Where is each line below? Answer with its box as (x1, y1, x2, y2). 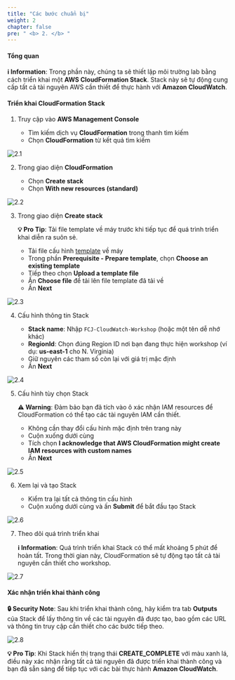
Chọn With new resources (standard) (27, 184, 139, 192)
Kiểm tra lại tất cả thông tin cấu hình (27, 495, 133, 503)
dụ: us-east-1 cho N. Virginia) (27, 347, 114, 355)
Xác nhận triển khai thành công (7, 588, 100, 597)
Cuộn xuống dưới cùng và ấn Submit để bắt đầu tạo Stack (27, 502, 196, 510)
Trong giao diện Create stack (17, 211, 103, 220)
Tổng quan (7, 51, 40, 60)
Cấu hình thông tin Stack (17, 310, 89, 320)
